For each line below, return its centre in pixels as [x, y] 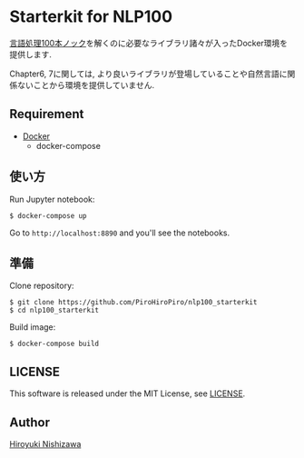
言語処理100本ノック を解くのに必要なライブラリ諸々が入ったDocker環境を [149, 43]
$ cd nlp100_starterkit [54, 311]
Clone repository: [42, 286]
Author [29, 422]
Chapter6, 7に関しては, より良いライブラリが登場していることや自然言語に [148, 74]
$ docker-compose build [54, 344]
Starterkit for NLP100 [91, 17]
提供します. [31, 54]
